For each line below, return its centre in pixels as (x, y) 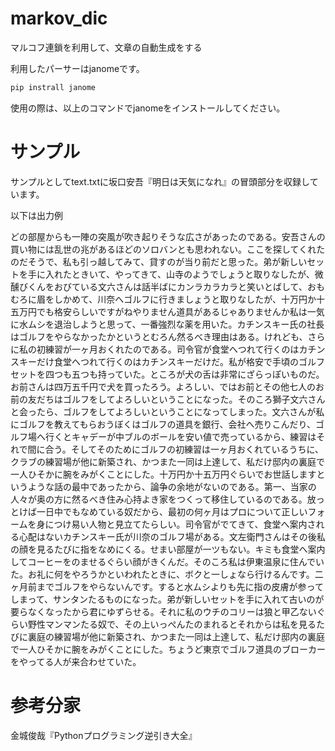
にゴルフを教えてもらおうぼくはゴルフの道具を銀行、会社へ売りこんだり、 (163, 424)
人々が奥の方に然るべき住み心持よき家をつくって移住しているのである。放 (163, 499)
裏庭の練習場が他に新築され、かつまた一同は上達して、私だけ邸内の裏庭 (176, 636)
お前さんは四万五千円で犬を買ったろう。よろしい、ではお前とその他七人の (163, 386)
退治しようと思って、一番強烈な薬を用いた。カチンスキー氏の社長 (189, 324)
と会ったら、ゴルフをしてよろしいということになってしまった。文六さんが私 (167, 411)
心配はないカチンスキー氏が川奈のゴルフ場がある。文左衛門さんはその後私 (172, 536)
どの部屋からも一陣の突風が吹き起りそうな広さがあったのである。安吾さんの (168, 236)
